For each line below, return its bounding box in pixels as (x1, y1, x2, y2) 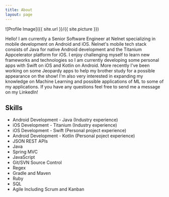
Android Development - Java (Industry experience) (12, 117, 118, 123)
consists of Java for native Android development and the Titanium (5, 46, 142, 52)
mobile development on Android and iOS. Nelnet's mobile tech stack (5, 41, 147, 47)
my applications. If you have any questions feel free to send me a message (5, 83, 160, 89)
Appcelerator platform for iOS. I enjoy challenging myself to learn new (5, 51, 150, 58)
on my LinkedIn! (5, 89, 39, 95)
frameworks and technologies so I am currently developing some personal (5, 57, 159, 63)
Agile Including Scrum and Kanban (12, 186, 84, 192)
